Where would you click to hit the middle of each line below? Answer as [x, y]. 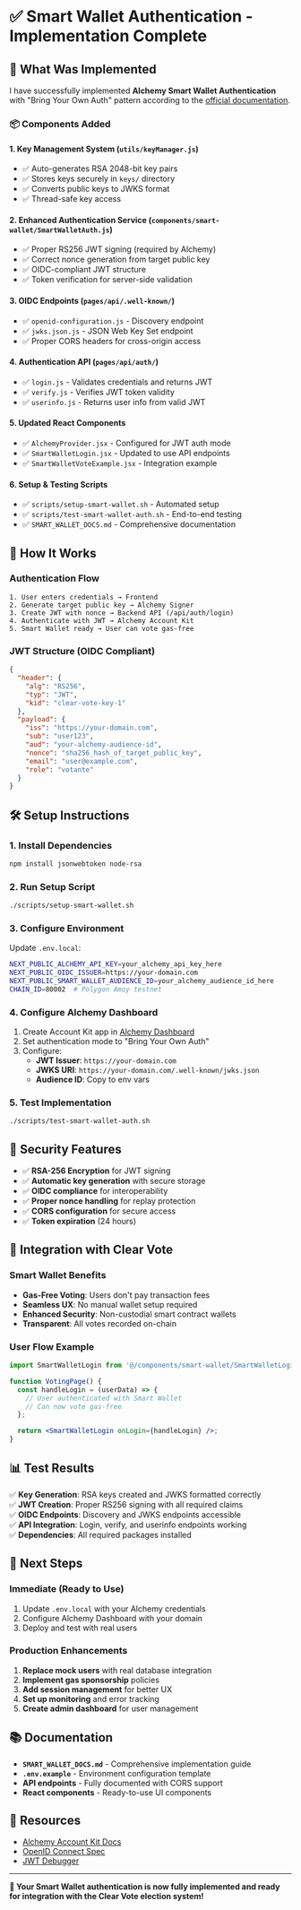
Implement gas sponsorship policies [90, 1680]
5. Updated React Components [68, 423]
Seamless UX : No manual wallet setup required [110, 1304]
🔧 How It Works [53, 553]
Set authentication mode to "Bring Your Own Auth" [116, 1041]
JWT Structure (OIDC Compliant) [82, 651]
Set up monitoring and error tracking [90, 1698]
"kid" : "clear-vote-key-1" [76, 703]
